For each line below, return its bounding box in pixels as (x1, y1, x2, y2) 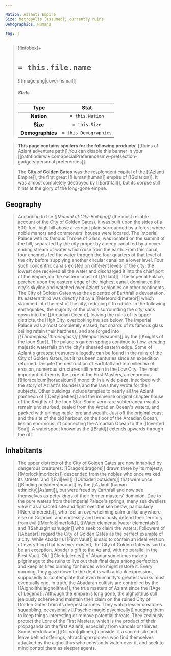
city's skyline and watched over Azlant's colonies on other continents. (17, 284, 165, 290)
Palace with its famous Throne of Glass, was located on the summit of (17, 235, 165, 241)
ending (17, 246, 33, 252)
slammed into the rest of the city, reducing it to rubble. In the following (17, 300, 166, 306)
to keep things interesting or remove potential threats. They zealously (17, 612, 164, 618)
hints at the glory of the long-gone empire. (17, 185, 108, 191)
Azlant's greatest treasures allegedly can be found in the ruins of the (17, 350, 162, 356)
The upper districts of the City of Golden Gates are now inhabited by (17, 460, 162, 466)
